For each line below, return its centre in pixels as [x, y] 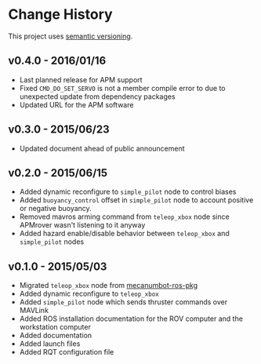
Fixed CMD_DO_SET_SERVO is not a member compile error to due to [122, 88]
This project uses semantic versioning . [71, 36]
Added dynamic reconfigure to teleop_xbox [89, 294]
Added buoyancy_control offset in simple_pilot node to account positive [136, 200]
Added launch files [50, 344]
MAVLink [34, 311]
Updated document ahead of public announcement [102, 148]
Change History [60, 15]
